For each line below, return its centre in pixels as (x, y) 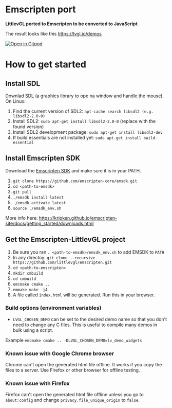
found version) (28, 127)
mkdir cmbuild (28, 273)
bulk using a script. (33, 330)
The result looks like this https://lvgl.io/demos (53, 33)
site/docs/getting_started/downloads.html (50, 223)
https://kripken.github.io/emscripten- (78, 218)
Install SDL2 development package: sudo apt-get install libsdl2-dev (88, 132)
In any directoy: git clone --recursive (54, 257)
